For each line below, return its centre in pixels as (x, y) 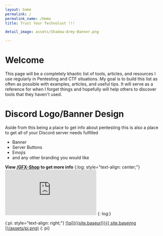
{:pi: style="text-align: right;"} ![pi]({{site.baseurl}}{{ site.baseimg (71, 223)
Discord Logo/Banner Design (64, 114)
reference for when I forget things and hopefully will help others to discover (81, 89)
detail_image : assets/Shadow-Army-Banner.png (52, 32)
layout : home (18, 9)
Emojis (19, 152)
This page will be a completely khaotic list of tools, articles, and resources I (80, 74)
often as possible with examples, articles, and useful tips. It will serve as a (79, 84)
